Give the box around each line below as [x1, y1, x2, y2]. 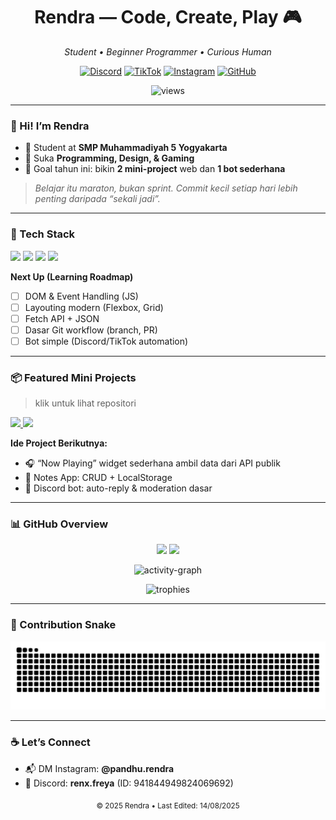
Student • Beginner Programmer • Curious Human [64, 45, 272, 58]
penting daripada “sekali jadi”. [34, 193, 161, 205]
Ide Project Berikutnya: [10, 437, 108, 449]
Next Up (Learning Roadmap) [10, 270, 134, 283]
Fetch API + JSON [24, 312, 100, 324]
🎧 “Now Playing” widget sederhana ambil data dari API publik [24, 457, 281, 469]
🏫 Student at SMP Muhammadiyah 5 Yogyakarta [24, 142, 228, 154]
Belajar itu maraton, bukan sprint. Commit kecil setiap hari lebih [34, 182, 298, 194]
